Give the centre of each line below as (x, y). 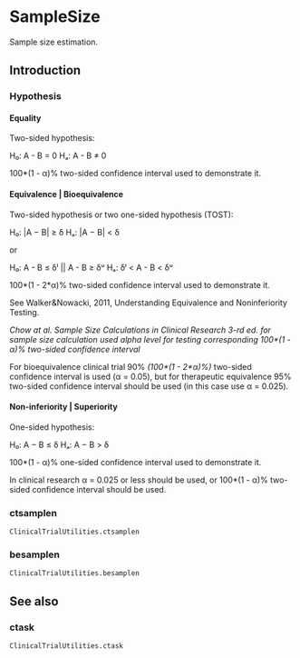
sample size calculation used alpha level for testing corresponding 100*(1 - (150, 339)
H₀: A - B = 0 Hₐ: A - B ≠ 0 (58, 155)
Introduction (45, 70)
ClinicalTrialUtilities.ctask (67, 646)
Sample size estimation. (53, 42)
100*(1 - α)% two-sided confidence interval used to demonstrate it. (135, 174)
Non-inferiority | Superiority (63, 407)
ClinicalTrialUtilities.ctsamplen (75, 532)
